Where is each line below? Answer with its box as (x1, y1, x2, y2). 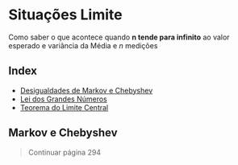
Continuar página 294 (27, 147, 102, 157)
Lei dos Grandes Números (19, 94, 107, 104)
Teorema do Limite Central (19, 102, 109, 112)
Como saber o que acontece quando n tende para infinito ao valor (8, 32, 230, 42)
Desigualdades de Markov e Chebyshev (19, 85, 153, 95)
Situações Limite (8, 6, 123, 24)
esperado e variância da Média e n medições (8, 40, 158, 50)
